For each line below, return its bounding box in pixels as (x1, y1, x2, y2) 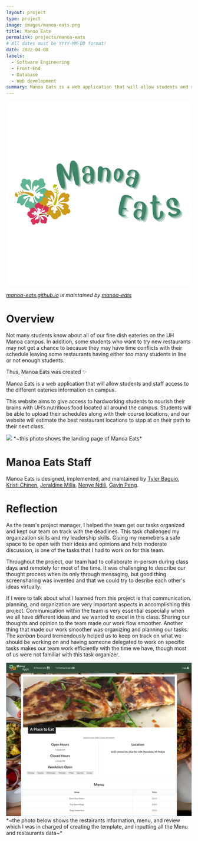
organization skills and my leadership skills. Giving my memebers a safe (6, 534, 181, 541)
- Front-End (11, 65, 41, 71)
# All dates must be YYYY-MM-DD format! (6, 41, 107, 47)
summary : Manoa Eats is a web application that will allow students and (6, 84, 189, 90)
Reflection (6, 502, 58, 515)
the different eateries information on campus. (6, 386, 116, 393)
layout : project (6, 9, 46, 15)
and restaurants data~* (6, 829, 63, 837)
